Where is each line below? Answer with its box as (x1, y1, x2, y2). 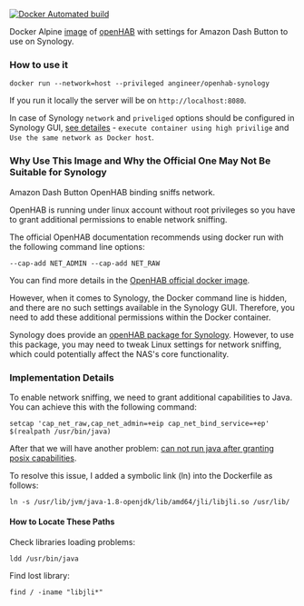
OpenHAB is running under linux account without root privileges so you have (9, 204, 296, 215)
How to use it (9, 58, 68, 71)
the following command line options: (9, 241, 145, 252)
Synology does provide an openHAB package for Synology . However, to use (9, 329, 295, 340)
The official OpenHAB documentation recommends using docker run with (9, 232, 284, 243)
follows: (9, 480, 39, 491)
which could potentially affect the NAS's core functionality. (9, 348, 230, 359)
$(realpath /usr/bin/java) (9, 427, 112, 436)
